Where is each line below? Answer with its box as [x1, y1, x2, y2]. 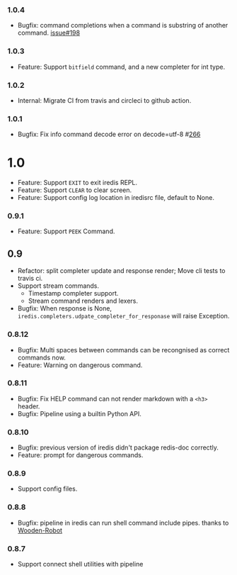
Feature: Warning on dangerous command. [17, 360, 143, 369]
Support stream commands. [17, 281, 100, 290]
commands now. [17, 353, 66, 362]
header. [17, 402, 40, 411]
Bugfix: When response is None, [17, 304, 112, 313]
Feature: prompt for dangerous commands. [17, 451, 144, 459]
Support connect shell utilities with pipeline [17, 560, 144, 569]
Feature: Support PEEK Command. [17, 227, 115, 235]
